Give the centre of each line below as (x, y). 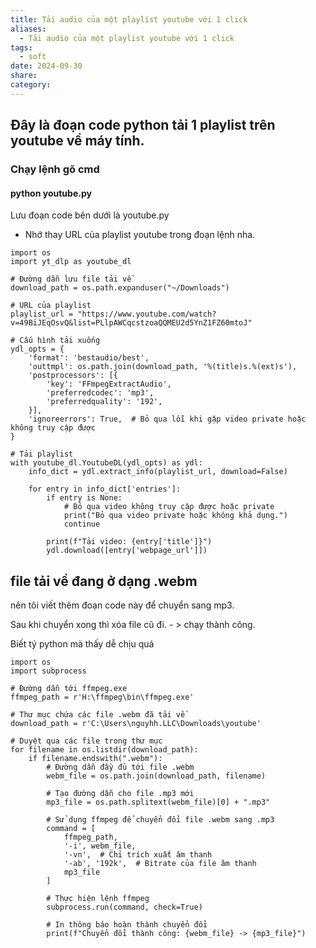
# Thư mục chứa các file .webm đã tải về (98, 715)
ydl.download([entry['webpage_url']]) (127, 551)
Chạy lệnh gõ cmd (55, 169)
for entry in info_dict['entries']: (105, 489)
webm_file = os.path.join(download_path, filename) (156, 776)
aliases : (28, 29)
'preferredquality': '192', (104, 402)
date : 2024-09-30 (46, 66)
